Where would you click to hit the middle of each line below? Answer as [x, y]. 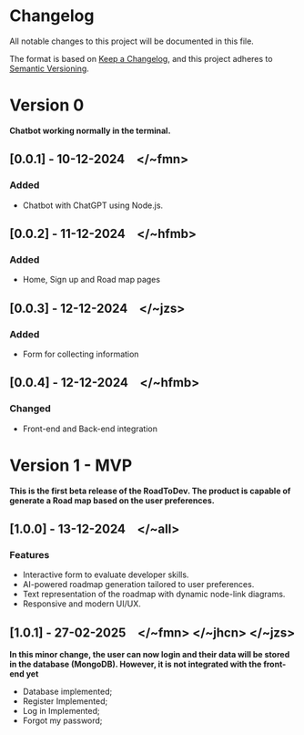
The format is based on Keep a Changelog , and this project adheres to [141, 58]
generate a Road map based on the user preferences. [112, 500]
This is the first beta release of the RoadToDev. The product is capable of [150, 491]
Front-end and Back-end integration [90, 429]
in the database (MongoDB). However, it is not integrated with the [136, 664]
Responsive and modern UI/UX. [81, 604]
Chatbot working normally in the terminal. [90, 130]
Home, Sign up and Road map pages [91, 280]
